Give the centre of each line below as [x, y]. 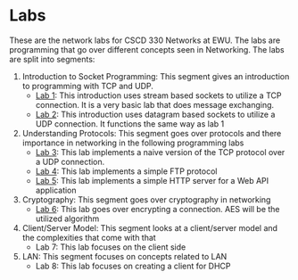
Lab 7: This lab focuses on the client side [111, 247]
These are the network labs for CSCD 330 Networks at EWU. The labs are [145, 40]
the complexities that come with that [89, 237]
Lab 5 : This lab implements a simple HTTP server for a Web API [152, 180]
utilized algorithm [67, 218]
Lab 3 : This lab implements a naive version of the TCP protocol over [160, 152]
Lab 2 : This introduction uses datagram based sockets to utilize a [155, 114]
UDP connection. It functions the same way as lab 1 [130, 124]
